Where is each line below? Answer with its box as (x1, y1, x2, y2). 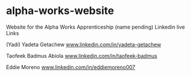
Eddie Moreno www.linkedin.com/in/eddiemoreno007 (6, 63, 136, 71)
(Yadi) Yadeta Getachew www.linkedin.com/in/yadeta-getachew (6, 41, 162, 48)
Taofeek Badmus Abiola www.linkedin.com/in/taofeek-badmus (6, 52, 158, 59)
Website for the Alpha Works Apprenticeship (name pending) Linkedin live (6, 23, 185, 30)
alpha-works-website (6, 4, 115, 18)
